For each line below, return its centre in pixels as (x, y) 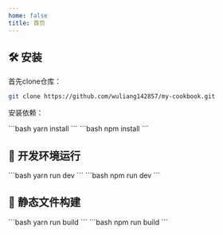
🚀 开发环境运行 (45, 156)
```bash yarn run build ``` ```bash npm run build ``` (88, 222)
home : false (28, 16)
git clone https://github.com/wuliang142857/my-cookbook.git (112, 96)
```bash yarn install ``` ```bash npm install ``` (78, 129)
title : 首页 (27, 23)
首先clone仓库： (35, 81)
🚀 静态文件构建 (45, 203)
